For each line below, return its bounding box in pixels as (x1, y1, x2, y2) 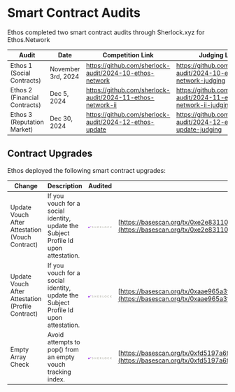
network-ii (86, 100, 117, 109)
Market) (10, 125, 34, 134)
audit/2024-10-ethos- (86, 69, 155, 77)
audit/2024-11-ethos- (86, 93, 155, 101)
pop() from (48, 345, 79, 353)
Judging (199, 51, 224, 59)
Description (48, 182, 83, 190)
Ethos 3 (10, 111, 33, 119)
